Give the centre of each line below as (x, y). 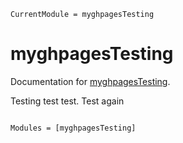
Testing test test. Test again (67, 101)
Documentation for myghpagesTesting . (90, 81)
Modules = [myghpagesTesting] (73, 128)
